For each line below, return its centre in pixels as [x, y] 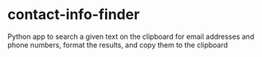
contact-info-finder [74, 15]
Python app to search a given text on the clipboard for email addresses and [131, 36]
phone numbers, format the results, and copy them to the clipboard [118, 44]
